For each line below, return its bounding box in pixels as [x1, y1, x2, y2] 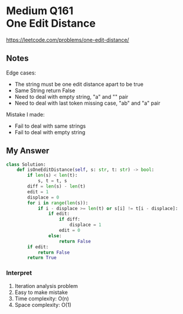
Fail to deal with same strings [14, 122, 86, 130]
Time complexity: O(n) [14, 294, 69, 302]
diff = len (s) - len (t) [27, 183, 86, 190]
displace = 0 [27, 194, 60, 200]
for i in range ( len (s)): [27, 200, 89, 206]
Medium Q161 [6, 4, 74, 18]
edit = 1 [27, 189, 49, 195]
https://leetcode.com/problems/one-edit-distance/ [6, 36, 129, 43]
